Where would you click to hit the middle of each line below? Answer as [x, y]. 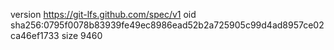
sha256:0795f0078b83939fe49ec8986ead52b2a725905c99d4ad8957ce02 [167, 25]
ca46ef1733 [35, 35]
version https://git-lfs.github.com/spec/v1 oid [103, 14]
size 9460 [82, 35]
